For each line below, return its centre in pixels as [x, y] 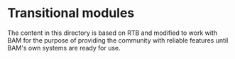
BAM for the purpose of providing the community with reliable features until [118, 40]
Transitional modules [71, 13]
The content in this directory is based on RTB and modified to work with [113, 33]
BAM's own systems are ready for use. [64, 48]
